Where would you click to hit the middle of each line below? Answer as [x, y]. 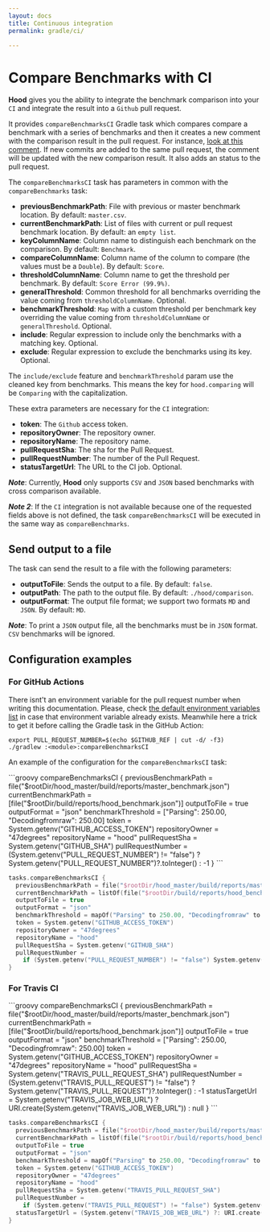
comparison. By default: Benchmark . [78, 249]
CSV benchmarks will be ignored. [62, 634]
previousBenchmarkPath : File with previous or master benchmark [130, 207]
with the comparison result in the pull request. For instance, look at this [126, 141]
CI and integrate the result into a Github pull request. [95, 109]
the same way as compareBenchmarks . [69, 524]
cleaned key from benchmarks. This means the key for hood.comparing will [131, 385]
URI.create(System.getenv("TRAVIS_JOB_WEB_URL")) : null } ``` [113, 1108]
